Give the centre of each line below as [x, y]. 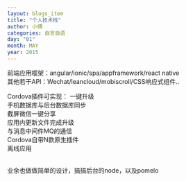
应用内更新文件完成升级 [41, 122]
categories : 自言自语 [36, 33]
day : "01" [22, 40]
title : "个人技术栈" [34, 20]
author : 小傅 [25, 26]
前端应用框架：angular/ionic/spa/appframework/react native [93, 73]
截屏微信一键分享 [32, 113]
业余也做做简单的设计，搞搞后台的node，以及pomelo [83, 170]
